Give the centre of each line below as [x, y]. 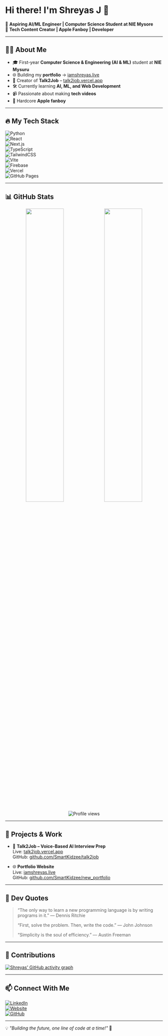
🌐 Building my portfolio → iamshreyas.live [56, 75]
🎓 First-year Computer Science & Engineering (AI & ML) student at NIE [87, 62]
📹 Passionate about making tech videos [54, 93]
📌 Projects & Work [34, 834]
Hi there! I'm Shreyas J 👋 [57, 10]
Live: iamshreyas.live [34, 872]
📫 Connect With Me [37, 988]
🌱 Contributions [30, 955]
